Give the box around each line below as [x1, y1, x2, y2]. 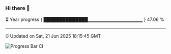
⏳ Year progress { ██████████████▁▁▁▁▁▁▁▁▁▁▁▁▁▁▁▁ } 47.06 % [5, 16, 164, 22]
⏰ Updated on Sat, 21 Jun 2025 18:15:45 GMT [5, 33, 101, 39]
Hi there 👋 [5, 5, 31, 12]
